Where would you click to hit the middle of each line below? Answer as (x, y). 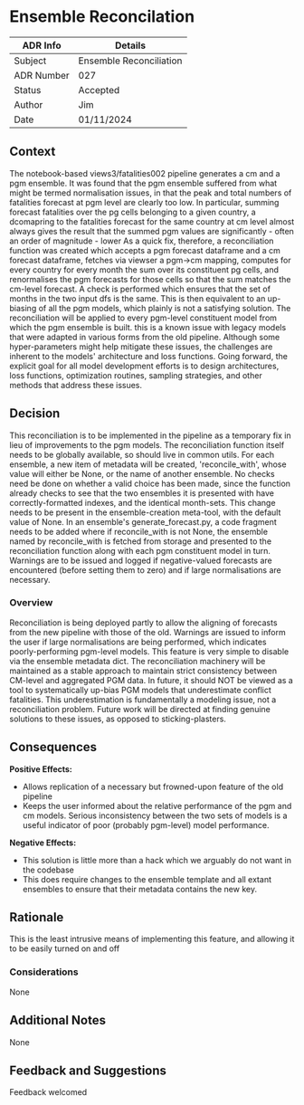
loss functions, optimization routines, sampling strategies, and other (136, 375)
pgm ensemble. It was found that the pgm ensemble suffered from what (143, 183)
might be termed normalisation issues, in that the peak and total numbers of (151, 193)
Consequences (53, 747)
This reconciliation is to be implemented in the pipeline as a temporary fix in (150, 435)
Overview (31, 603)
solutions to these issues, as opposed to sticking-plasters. (118, 719)
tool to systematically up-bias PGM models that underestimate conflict (140, 690)
